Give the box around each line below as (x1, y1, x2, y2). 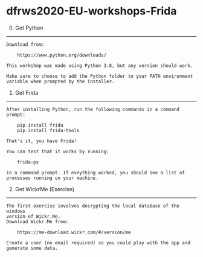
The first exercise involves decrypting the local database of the (6, 203, 180, 209)
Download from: (6, 41, 45, 48)
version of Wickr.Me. (6, 213, 61, 220)
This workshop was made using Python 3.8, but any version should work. (6, 62, 193, 69)
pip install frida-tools (17, 127, 80, 133)
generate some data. (6, 245, 59, 251)
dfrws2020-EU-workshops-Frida (6, 4, 177, 18)
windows (6, 208, 26, 214)
